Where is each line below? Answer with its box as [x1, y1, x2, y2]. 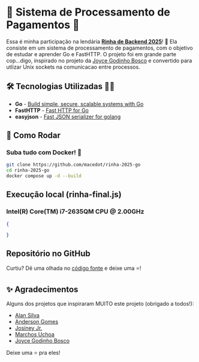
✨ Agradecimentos [6, 284, 79, 294]
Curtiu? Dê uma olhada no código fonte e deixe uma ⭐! [6, 264, 141, 272]
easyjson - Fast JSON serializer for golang [14, 113, 121, 120]
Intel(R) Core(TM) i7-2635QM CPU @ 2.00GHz [6, 208, 144, 216]
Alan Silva [14, 312, 40, 319]
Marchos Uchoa [14, 331, 55, 338]
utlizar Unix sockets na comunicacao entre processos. [6, 63, 141, 71]
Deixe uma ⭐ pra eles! [6, 349, 61, 357]
